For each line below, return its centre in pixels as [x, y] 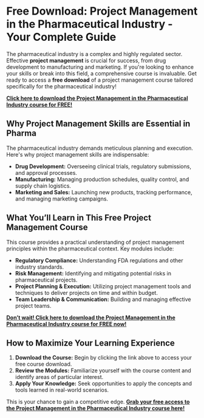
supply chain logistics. [43, 186]
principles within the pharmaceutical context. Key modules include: [90, 249]
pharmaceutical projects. [46, 280]
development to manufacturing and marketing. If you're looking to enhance [100, 67]
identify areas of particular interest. [59, 377]
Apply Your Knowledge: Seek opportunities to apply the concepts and [104, 384]
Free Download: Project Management [102, 11]
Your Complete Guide [61, 37]
